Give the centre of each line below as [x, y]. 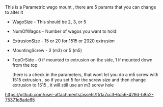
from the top [25, 65]
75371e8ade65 [20, 100]
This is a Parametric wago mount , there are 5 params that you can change [81, 7]
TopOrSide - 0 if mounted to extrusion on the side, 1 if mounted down [82, 60]
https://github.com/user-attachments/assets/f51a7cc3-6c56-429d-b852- [79, 94]
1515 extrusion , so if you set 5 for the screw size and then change [79, 80]
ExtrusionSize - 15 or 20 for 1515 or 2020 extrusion [63, 41]
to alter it [14, 12]
